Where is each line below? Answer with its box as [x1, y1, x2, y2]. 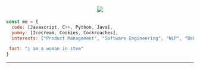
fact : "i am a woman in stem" [8, 46, 84, 52]
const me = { [6, 18, 39, 25]
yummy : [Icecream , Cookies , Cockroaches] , [11, 29, 118, 35]
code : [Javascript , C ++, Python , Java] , [11, 24, 113, 30]
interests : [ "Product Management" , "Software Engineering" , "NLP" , [11, 35, 183, 41]
